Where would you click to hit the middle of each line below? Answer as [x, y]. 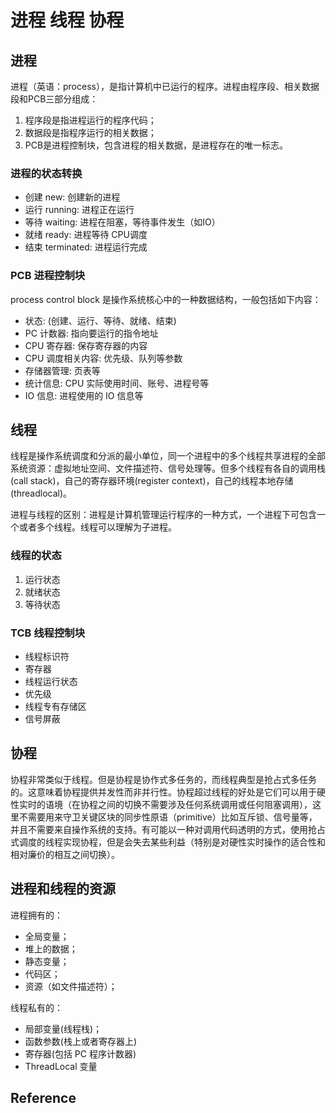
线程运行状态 [51, 681]
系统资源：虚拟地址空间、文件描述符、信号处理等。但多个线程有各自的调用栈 [168, 468]
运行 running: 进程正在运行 [79, 210]
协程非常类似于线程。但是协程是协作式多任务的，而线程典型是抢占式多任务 [163, 779]
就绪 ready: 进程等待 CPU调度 [86, 235]
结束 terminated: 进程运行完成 [86, 247]
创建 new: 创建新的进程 [72, 197]
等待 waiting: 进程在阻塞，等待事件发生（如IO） [122, 222]
